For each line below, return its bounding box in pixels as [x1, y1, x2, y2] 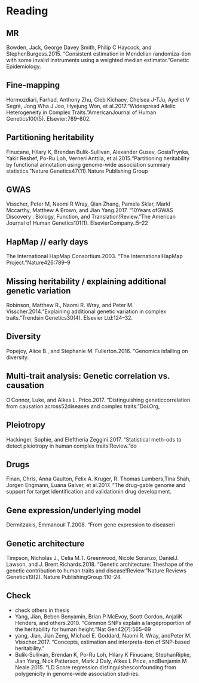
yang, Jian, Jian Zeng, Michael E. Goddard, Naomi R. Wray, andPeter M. [14, 632, 192, 639]
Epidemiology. [6, 63, 41, 70]
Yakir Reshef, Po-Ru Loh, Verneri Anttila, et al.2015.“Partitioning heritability [6, 154, 190, 162]
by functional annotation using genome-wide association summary [6, 161, 171, 168]
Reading [6, 4, 48, 18]
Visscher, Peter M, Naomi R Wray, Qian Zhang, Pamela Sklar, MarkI [6, 200, 170, 207]
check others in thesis [14, 607, 70, 614]
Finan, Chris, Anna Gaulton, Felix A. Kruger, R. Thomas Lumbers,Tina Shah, [6, 475, 191, 482]
